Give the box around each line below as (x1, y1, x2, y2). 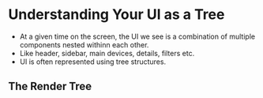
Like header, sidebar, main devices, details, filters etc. (19, 48, 195, 58)
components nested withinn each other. (19, 40, 149, 49)
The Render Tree (8, 80, 92, 93)
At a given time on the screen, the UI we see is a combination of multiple (19, 32, 255, 41)
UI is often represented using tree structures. (19, 57, 167, 66)
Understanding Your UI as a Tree (8, 6, 225, 24)
